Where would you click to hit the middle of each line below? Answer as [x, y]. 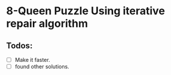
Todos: [19, 46]
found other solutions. [42, 67]
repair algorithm [47, 24]
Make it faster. [32, 60]
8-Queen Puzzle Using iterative [86, 11]
